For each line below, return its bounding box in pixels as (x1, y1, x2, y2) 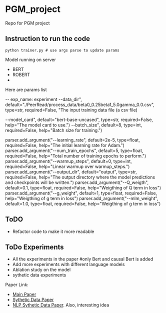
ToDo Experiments (5, 242, 64, 251)
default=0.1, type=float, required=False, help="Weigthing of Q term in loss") (5, 184, 161, 190)
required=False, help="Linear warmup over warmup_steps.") (5, 163, 130, 169)
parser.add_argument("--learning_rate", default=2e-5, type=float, (5, 136, 140, 143)
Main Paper (12, 291, 36, 297)
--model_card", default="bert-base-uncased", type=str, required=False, (5, 116, 153, 122)
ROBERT (12, 71, 30, 77)
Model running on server (5, 56, 56, 62)
